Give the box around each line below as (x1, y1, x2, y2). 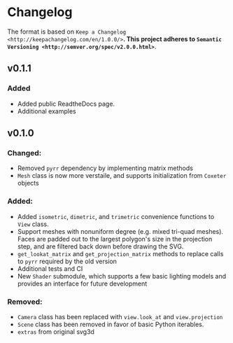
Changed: (7, 148, 42, 157)
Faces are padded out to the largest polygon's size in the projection (17, 234, 213, 243)
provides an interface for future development (17, 279, 148, 288)
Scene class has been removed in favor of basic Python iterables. (17, 320, 204, 328)
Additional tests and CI (17, 264, 83, 273)
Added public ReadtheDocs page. (17, 99, 115, 108)
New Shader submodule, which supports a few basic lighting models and (17, 272, 227, 280)
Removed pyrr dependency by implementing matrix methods (17, 164, 194, 172)
